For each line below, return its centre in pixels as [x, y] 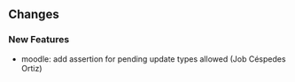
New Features [39, 40]
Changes [34, 15]
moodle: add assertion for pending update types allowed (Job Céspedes [153, 59]
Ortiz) [31, 68]
